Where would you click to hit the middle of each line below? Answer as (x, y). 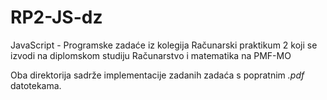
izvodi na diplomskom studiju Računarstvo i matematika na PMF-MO (151, 55)
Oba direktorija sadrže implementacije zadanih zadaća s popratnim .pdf (157, 75)
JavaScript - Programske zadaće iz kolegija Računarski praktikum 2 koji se (164, 45)
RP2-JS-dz (56, 17)
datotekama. (36, 85)
